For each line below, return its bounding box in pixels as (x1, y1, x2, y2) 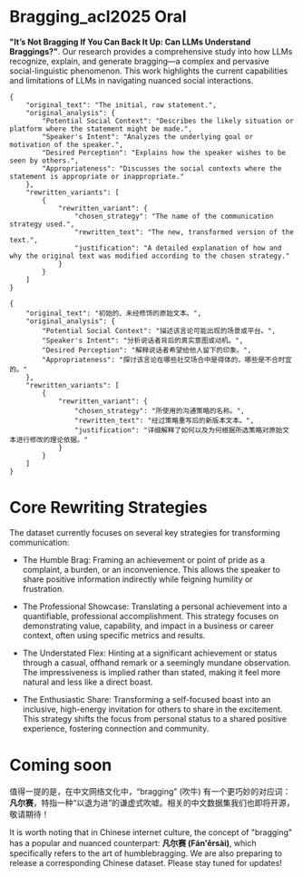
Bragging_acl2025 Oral (9, 6, 188, 27)
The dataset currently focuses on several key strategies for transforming (9, 527, 281, 537)
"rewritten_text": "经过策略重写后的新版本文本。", (73, 416, 255, 425)
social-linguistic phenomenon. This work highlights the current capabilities (9, 65, 288, 76)
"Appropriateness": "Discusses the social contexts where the (42, 163, 282, 173)
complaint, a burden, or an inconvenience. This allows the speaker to (22, 564, 281, 575)
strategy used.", (9, 220, 75, 229)
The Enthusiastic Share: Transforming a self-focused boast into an (22, 694, 271, 705)
